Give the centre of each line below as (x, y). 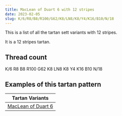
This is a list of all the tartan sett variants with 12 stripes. (61, 33)
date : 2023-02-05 (23, 14)
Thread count (26, 57)
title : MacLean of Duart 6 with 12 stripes (50, 10)
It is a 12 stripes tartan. (28, 42)
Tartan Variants (30, 98)
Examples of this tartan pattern (53, 84)
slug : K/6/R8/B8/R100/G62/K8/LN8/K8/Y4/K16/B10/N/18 (60, 19)
